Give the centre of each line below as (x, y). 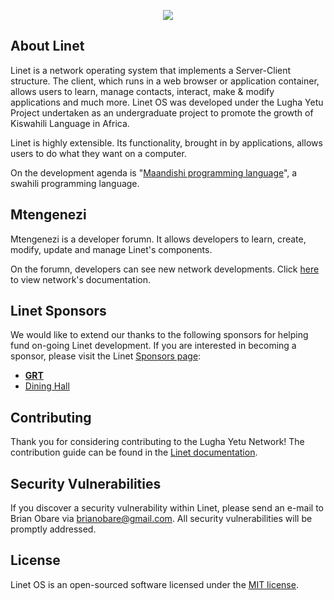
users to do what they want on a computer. (98, 153)
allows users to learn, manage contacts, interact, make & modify (142, 91)
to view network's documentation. (80, 279)
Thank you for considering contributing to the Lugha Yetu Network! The (157, 442)
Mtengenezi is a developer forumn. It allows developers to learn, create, (158, 239)
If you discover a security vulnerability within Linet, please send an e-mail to (167, 508)
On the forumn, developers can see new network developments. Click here (165, 269)
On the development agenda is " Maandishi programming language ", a (154, 172)
